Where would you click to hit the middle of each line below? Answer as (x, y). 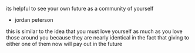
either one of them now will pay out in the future (64, 44)
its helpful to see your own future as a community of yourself (80, 9)
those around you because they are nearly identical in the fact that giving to (98, 37)
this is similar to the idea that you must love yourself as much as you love (95, 31)
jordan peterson (34, 20)
